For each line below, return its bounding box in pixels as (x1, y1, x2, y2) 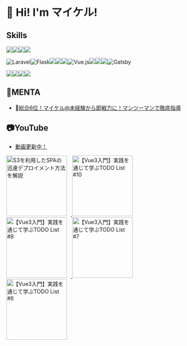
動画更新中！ (15, 143, 47, 150)
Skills (6, 30, 27, 40)
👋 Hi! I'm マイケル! (6, 5, 98, 19)
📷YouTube (6, 123, 48, 134)
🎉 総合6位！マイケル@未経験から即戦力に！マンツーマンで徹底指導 (15, 104, 182, 111)
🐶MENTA (6, 87, 41, 98)
